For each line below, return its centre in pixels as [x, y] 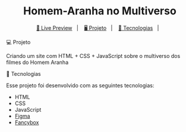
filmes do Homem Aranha [37, 62]
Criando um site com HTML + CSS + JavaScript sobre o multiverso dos [93, 56]
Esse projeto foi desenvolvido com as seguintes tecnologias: [80, 85]
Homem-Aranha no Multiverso [100, 11]
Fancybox [27, 122]
